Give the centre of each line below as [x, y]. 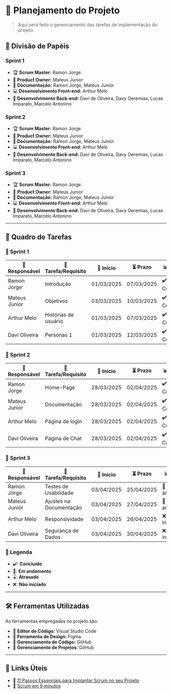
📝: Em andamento [32, 571]
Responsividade [64, 519]
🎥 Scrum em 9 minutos [37, 686]
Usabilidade [59, 493]
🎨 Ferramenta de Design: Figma [47, 636]
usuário [54, 321]
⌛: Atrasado [26, 577]
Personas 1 [59, 335]
